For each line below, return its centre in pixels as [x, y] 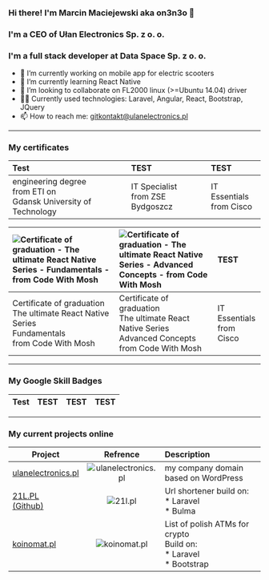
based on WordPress [204, 478]
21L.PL [26, 496]
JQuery [32, 107]
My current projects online [61, 433]
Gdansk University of [52, 202]
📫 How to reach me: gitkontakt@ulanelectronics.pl [104, 116]
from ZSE [149, 197]
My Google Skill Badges [55, 381]
